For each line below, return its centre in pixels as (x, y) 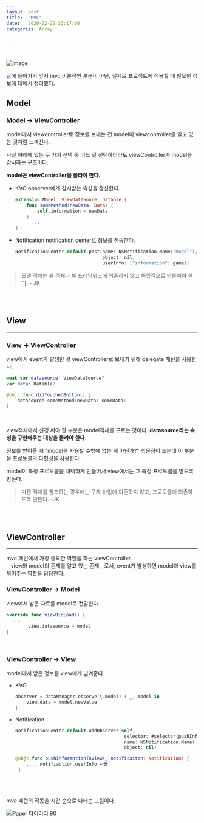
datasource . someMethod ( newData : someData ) (72, 401)
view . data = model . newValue (62, 703)
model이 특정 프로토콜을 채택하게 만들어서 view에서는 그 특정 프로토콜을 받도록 (100, 471)
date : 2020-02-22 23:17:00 (43, 23)
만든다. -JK (46, 500)
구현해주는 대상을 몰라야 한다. (52, 438)
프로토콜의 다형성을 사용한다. (47, 458)
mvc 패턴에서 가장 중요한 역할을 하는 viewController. (69, 558)
